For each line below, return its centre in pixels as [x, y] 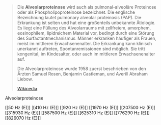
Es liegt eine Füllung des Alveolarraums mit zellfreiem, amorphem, [84, 28]
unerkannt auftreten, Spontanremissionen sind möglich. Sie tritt [81, 49]
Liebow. [25, 79]
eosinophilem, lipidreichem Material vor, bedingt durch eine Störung [86, 33]
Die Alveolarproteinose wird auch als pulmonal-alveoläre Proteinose [87, 7]
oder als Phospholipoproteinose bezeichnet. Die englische [76, 12]
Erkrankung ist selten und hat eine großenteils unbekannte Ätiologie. [86, 23]
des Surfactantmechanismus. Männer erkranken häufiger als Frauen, [87, 38]
